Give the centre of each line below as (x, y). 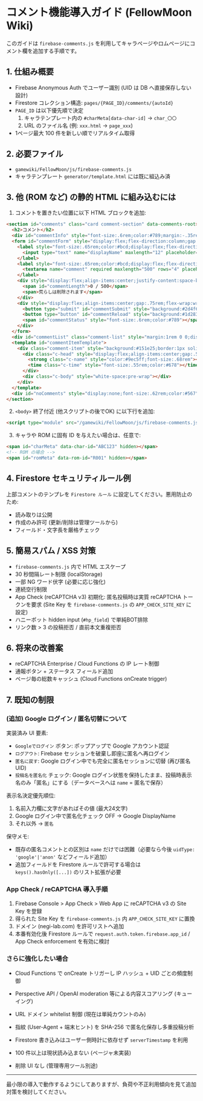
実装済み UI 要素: (27, 733)
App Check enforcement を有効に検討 (62, 942)
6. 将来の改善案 (35, 648)
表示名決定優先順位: (31, 795)
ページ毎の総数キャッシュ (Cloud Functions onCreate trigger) (91, 679)
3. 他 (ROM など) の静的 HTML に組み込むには (91, 197)
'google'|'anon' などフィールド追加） (63, 857)
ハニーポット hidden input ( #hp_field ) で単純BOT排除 (82, 620)
